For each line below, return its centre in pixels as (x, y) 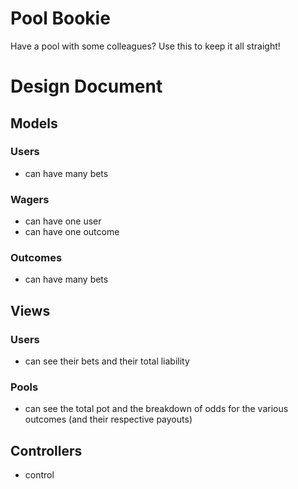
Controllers (46, 450)
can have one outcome (72, 232)
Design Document (86, 86)
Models (34, 123)
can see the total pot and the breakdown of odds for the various (156, 409)
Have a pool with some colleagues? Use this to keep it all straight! (145, 46)
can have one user (63, 221)
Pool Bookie (60, 18)
